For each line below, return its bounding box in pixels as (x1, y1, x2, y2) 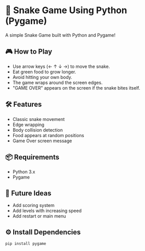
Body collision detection (12, 127, 63, 133)
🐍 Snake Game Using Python (5, 5, 127, 16)
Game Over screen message (12, 138, 72, 144)
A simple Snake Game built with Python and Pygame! (5, 32, 116, 38)
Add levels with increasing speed (12, 207, 82, 214)
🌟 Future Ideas (5, 189, 52, 197)
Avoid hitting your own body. (12, 74, 72, 80)
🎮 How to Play (5, 48, 53, 56)
